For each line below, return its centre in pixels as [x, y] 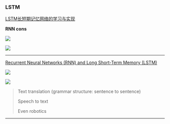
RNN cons [16, 29]
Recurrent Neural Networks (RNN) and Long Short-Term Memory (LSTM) [81, 63]
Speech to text [33, 101]
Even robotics [32, 111]
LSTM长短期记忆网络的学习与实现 [40, 19]
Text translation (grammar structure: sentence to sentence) [79, 91]
